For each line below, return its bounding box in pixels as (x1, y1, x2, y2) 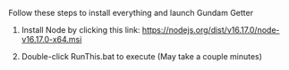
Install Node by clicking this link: (21, 25, 140, 35)
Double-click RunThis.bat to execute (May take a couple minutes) (21, 51, 263, 61)
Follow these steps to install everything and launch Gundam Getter (8, 8, 254, 18)
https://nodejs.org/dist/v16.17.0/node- (141, 25, 280, 35)
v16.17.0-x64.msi (21, 35, 82, 44)
